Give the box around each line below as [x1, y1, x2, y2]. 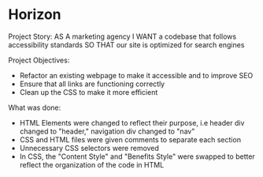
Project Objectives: [8, 55, 70, 65]
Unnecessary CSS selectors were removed [19, 143, 160, 153]
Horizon [8, 6, 61, 24]
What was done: [8, 103, 61, 112]
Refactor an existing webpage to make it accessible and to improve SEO [19, 70, 254, 80]
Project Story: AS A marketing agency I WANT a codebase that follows [8, 32, 237, 41]
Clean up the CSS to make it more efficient [19, 87, 158, 96]
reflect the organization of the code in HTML [19, 160, 165, 169]
